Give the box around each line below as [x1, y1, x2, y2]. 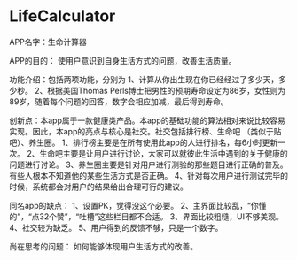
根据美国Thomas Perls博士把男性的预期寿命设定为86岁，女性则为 [47, 85, 286, 96]
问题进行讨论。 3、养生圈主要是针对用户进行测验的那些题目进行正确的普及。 [9, 159, 288, 170]
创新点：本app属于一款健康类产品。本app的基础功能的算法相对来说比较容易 [9, 115, 286, 126]
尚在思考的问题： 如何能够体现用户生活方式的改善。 [9, 241, 198, 251]
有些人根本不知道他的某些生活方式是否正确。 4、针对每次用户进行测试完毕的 [9, 170, 288, 180]
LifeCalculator [9, 6, 116, 27]
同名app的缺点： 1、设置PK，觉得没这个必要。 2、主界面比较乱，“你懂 [9, 200, 267, 210]
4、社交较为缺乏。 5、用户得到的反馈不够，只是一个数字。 [9, 222, 223, 233]
